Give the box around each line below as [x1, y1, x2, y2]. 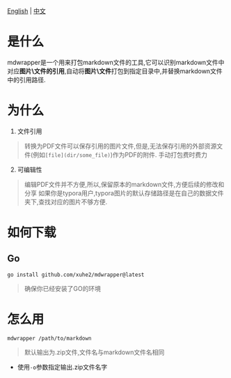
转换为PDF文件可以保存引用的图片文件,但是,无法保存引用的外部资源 [24, 142, 217, 150]
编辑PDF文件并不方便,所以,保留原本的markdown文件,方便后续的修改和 [24, 180, 225, 188]
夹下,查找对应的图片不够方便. [24, 197, 108, 206]
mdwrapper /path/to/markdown [7, 335, 92, 342]
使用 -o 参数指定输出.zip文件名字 [17, 363, 108, 371]
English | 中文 [7, 7, 47, 15]
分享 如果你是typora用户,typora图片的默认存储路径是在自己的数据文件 [24, 188, 224, 197]
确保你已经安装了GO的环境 [24, 284, 101, 292]
